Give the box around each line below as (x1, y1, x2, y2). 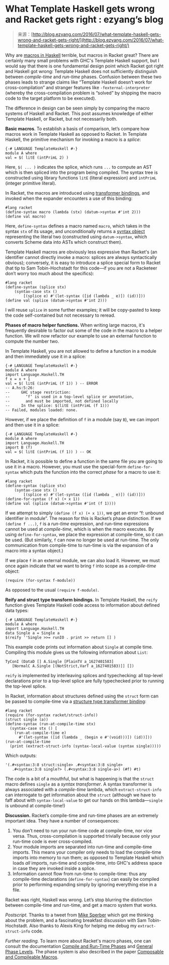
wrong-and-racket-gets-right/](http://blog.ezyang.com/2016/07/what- (17, 36, 164, 43)
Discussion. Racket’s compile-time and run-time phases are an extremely (5, 812, 159, 819)
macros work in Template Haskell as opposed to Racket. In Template (5, 131, 147, 137)
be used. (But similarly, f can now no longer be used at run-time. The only (5, 537, 159, 543)
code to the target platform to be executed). (5, 95, 96, 101)
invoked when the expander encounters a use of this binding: (5, 195, 133, 201)
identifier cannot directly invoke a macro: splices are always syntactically (5, 254, 157, 260)
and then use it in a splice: (5, 422, 60, 428)
